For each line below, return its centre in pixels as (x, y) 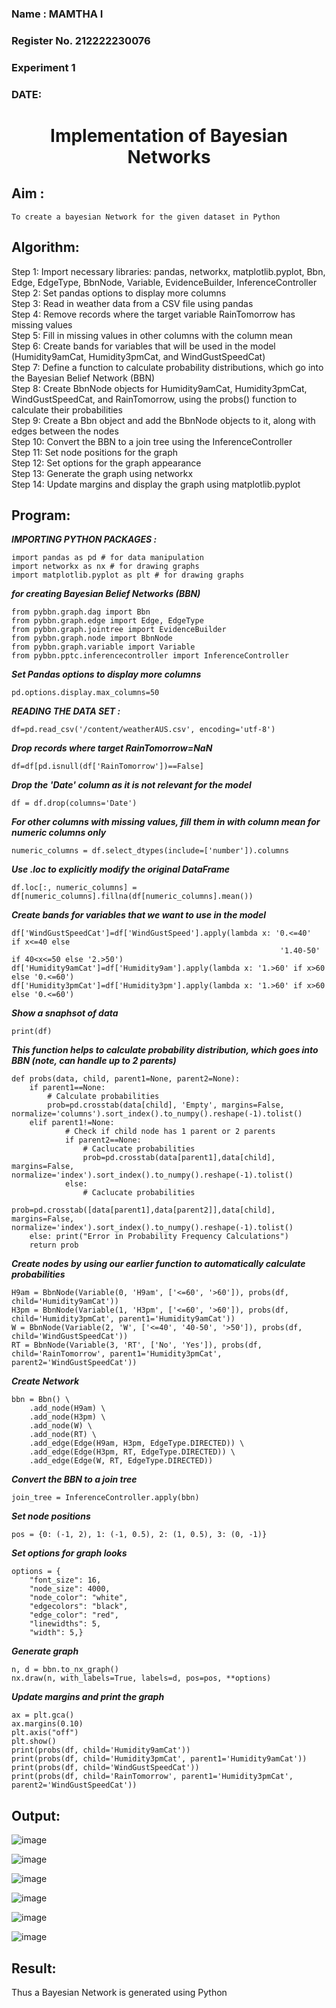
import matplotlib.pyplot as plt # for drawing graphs (128, 575)
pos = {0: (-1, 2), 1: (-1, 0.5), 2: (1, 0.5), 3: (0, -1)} (139, 1535)
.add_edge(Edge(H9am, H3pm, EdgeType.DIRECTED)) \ (137, 1443)
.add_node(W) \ (61, 1426)
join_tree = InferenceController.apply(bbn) (105, 1498)
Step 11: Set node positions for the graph (95, 452)
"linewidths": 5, (65, 1624)
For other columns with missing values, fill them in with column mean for (166, 822)
